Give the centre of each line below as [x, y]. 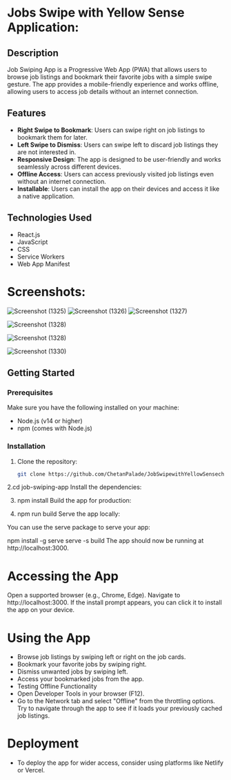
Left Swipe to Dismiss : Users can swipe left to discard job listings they [118, 145]
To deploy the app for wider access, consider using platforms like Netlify [120, 763]
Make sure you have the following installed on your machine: [93, 408]
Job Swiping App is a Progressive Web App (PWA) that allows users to [107, 69]
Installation [27, 446]
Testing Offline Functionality [57, 687]
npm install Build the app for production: [74, 501]
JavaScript [32, 242]
